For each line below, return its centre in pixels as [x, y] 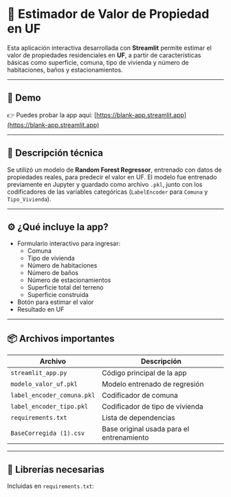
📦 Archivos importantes [61, 338]
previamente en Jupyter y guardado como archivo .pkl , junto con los [105, 184]
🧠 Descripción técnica [55, 153]
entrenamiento [125, 438]
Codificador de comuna [140, 396]
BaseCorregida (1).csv [47, 433]
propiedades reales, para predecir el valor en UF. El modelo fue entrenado [112, 177]
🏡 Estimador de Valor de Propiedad [108, 14]
